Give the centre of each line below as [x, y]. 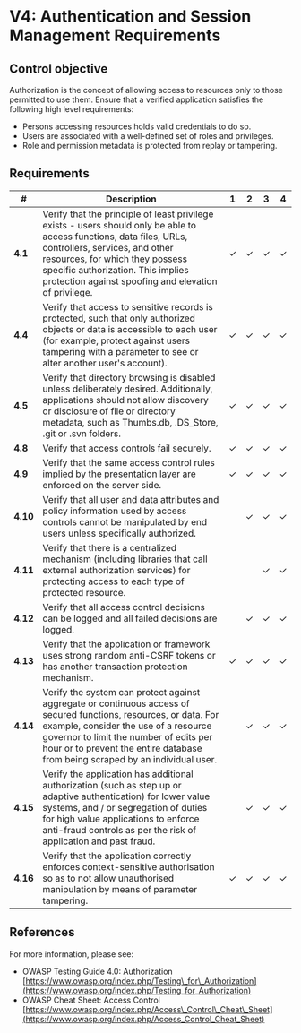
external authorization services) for [116, 570]
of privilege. [68, 292]
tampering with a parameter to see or [120, 351]
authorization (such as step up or [112, 785]
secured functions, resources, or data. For [131, 714]
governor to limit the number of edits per [128, 736]
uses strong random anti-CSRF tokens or [129, 655]
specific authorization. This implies [116, 270]
